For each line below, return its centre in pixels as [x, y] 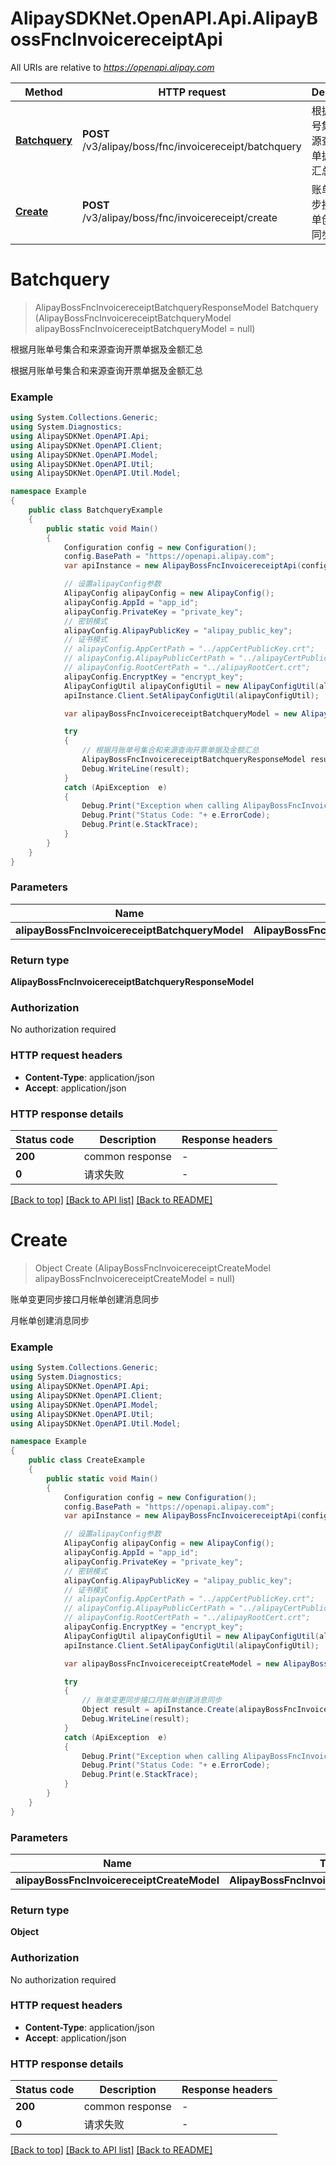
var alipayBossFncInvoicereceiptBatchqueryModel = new [180, 713]
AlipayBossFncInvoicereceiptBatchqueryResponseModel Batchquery [176, 307]
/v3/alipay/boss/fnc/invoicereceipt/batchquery [191, 146]
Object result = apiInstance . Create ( [160, 1710]
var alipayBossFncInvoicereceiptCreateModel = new [171, 1663]
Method [43, 92]
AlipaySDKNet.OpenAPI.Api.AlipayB [164, 18]
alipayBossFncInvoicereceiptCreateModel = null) [135, 1278]
